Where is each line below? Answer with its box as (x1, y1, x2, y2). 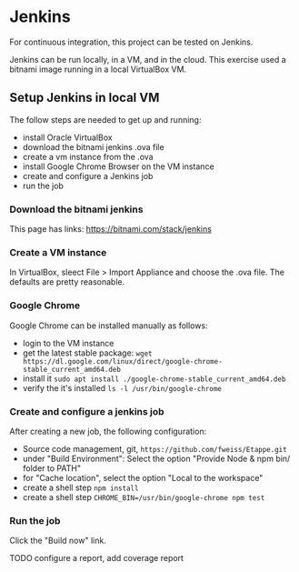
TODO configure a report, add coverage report (9, 553, 184, 564)
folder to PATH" (22, 462, 82, 474)
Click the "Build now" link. (9, 535, 106, 547)
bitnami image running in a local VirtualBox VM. (9, 64, 187, 75)
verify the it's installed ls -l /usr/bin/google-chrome (22, 382, 223, 393)
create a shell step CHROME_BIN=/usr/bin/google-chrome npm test (22, 491, 265, 502)
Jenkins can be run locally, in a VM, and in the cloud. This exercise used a (9, 54, 286, 65)
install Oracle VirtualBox (22, 132, 113, 143)
